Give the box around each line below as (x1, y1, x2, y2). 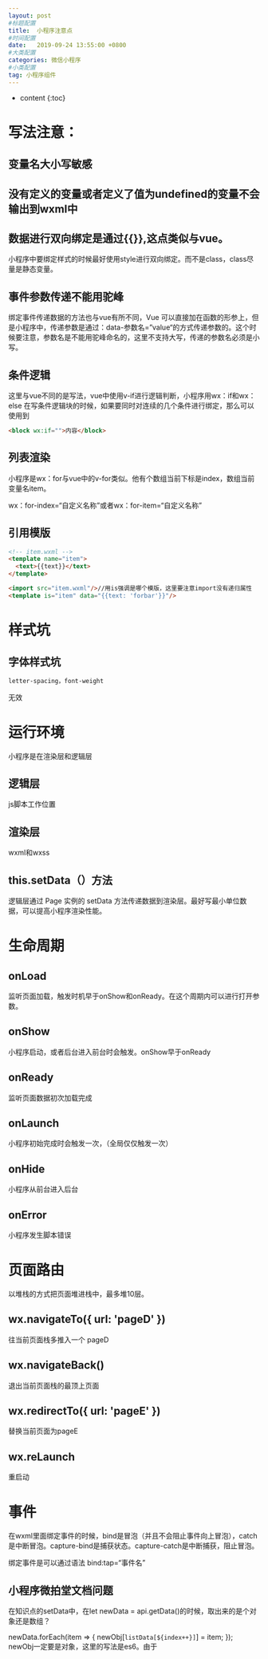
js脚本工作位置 (8, 800, 56, 809)
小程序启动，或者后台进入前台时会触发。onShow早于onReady (8, 1047, 211, 1057)
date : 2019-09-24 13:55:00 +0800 (8, 41, 127, 49)
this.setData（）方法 (8, 873, 113, 887)
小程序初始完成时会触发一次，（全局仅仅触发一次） (8, 1139, 173, 1148)
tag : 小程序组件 (8, 71, 57, 79)
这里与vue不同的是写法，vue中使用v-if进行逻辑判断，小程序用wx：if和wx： (8, 391, 256, 401)
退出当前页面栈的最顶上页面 (8, 1381, 100, 1390)
